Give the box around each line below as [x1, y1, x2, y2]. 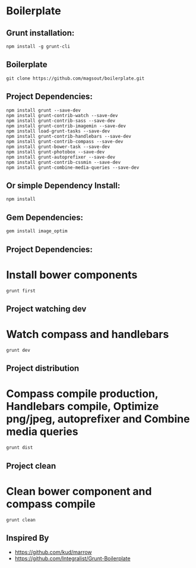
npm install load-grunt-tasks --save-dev [6, 128, 110, 134]
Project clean [6, 460, 56, 471]
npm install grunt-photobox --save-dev [6, 149, 105, 155]
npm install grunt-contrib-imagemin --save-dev [6, 123, 127, 129]
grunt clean [6, 517, 36, 523]
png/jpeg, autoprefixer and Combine [6, 412, 190, 426]
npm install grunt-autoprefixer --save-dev [6, 154, 116, 160]
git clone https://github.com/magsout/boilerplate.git [6, 75, 145, 81]
